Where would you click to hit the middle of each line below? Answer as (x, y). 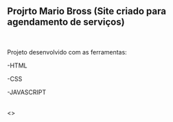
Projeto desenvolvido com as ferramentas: (67, 52)
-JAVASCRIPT (27, 92)
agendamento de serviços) (66, 22)
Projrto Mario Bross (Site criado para (87, 11)
